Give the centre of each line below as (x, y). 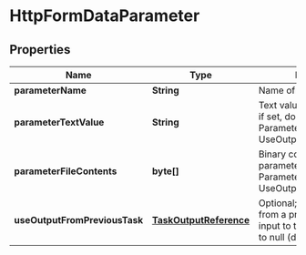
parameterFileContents (66, 171)
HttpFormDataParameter (105, 16)
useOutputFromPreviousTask (79, 220)
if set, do (277, 117)
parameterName (50, 90)
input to (275, 226)
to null (271, 237)
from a (272, 214)
